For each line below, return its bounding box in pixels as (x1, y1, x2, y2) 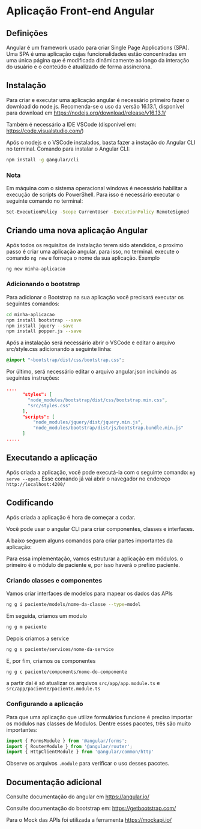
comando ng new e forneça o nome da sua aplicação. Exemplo (6, 254, 160, 262)
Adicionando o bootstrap (6, 280, 80, 289)
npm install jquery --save (6, 323, 74, 329)
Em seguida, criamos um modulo (6, 612, 88, 619)
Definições (6, 28, 48, 38)
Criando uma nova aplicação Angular (6, 226, 148, 236)
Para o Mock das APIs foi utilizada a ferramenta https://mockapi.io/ (6, 816, 172, 824)
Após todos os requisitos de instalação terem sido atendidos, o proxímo (6, 241, 184, 248)
